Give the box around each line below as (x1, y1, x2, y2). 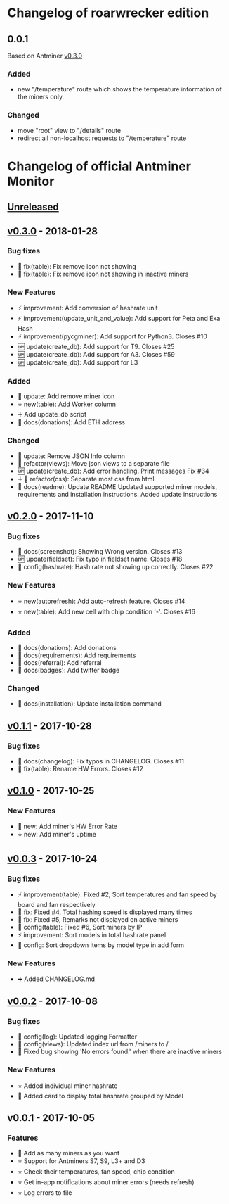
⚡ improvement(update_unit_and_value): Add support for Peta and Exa (17, 315, 221, 323)
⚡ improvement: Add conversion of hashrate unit (17, 304, 158, 312)
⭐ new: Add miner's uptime (17, 830, 97, 838)
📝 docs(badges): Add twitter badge (17, 666, 120, 675)
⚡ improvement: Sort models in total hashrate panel (17, 931, 166, 939)
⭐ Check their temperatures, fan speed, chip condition (17, 1167, 175, 1176)
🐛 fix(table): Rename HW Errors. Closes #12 (17, 765, 144, 773)
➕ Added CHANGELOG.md (17, 975, 96, 983)
